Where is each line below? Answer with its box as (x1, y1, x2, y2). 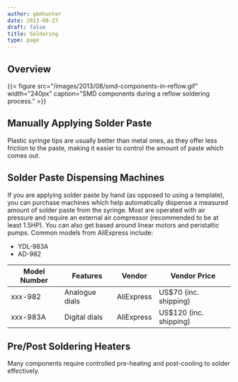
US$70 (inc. (159, 287, 200, 297)
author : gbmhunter (7, 10, 62, 18)
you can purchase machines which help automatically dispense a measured (7, 198, 229, 206)
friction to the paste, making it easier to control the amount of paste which (7, 143, 224, 152)
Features (72, 271, 103, 281)
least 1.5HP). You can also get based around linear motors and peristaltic (7, 220, 220, 229)
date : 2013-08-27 (7, 17, 59, 24)
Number (20, 275, 48, 285)
